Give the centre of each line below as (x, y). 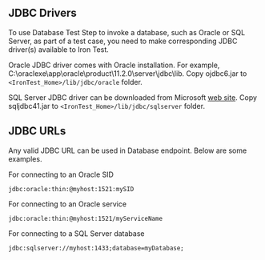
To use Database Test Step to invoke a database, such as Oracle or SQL (127, 32)
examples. (25, 158)
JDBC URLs (37, 131)
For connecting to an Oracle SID (61, 174)
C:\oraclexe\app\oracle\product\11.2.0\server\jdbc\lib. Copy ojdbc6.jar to (128, 73)
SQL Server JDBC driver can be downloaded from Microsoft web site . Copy (133, 97)
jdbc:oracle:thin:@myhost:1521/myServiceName (85, 218)
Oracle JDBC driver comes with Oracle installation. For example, (114, 65)
